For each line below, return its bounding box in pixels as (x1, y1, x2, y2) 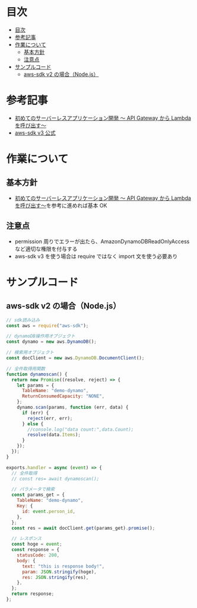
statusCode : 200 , (17, 552, 60, 558)
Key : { (17, 503, 33, 509)
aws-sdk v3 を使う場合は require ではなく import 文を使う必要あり (14, 253, 178, 260)
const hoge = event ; (11, 541, 62, 547)
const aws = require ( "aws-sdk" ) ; (6, 323, 89, 329)
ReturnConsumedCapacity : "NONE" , (21, 393, 105, 399)
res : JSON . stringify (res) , (21, 574, 89, 580)
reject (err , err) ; (27, 415, 73, 421)
